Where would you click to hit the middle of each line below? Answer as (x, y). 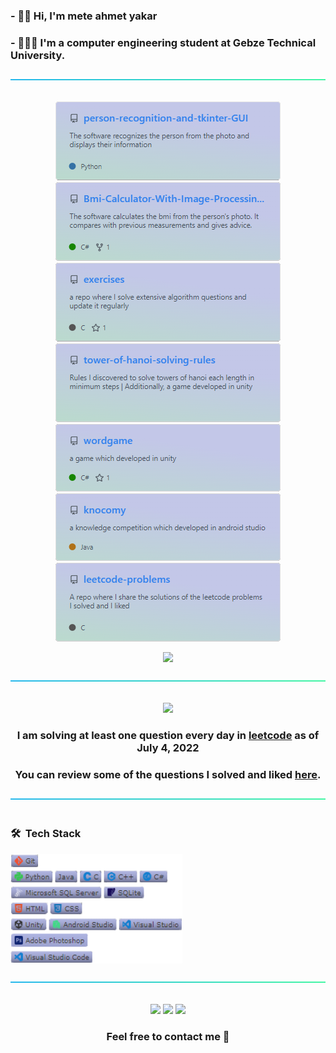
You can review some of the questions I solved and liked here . (168, 775)
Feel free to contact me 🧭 (168, 1036)
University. (38, 55)
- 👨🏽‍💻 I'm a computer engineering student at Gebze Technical (163, 42)
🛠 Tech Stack (46, 834)
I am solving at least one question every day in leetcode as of (168, 736)
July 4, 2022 (168, 748)
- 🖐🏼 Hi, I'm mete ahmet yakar (84, 16)
